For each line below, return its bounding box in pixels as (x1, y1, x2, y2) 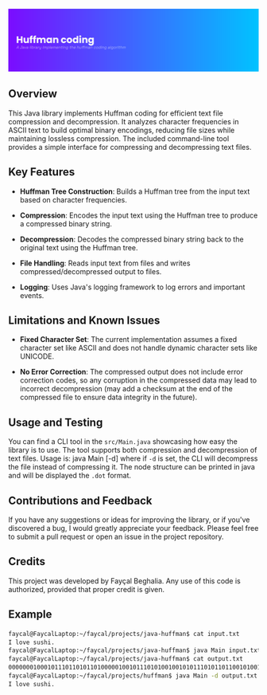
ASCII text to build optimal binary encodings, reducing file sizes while (8, 125, 235, 135)
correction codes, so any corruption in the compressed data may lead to (19, 375, 257, 385)
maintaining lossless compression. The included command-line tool (8, 133, 230, 143)
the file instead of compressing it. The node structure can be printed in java (8, 462, 256, 472)
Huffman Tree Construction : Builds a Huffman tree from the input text (19, 187, 250, 196)
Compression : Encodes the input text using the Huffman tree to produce (19, 210, 258, 220)
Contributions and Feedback (8, 493, 153, 507)
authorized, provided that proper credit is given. (8, 584, 165, 594)
